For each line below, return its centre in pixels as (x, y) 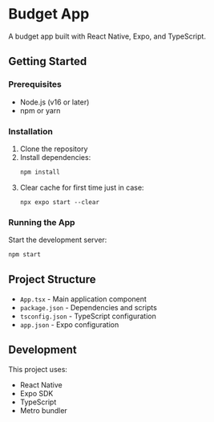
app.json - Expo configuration (69, 324)
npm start (25, 255)
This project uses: (38, 369)
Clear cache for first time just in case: (82, 187)
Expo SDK (36, 393)
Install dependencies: (55, 157)
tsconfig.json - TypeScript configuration (88, 316)
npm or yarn (40, 110)
